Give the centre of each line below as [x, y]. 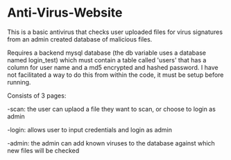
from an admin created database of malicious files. [80, 39]
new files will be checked [43, 150]
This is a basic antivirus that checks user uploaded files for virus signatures [115, 32]
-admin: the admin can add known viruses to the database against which [111, 143]
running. [19, 82]
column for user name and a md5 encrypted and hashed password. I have [113, 67]
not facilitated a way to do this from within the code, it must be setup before [115, 75]
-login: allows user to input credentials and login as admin [89, 130]
